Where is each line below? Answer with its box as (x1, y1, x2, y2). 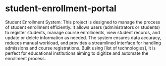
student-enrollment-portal (5, 3, 116, 14)
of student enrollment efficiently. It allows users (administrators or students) (5, 24, 160, 30)
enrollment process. (5, 55, 46, 61)
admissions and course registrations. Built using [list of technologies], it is (5, 45, 156, 51)
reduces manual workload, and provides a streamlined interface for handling (5, 40, 161, 45)
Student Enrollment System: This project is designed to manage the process (5, 19, 161, 25)
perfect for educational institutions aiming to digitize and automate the (5, 50, 149, 56)
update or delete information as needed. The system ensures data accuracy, (5, 35, 161, 41)
